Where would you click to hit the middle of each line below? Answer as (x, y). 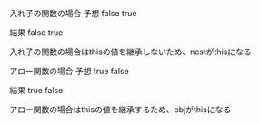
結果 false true (36, 33)
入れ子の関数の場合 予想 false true (73, 13)
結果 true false (36, 90)
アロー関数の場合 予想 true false (69, 71)
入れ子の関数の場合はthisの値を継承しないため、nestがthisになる (130, 52)
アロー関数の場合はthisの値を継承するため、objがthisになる (120, 110)
